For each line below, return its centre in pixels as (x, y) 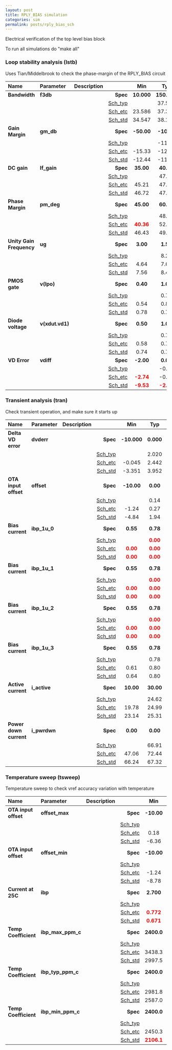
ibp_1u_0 (43, 528)
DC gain (18, 168)
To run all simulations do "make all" (42, 49)
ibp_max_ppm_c (61, 933)
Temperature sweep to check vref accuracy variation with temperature (80, 788)
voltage (17, 327)
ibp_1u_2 (43, 608)
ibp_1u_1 (43, 568)
